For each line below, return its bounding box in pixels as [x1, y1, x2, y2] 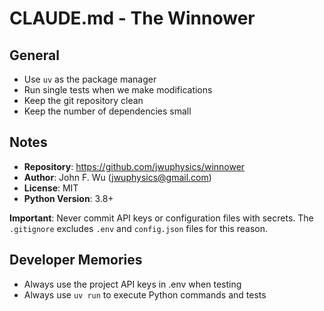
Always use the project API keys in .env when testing [23, 278, 242, 290]
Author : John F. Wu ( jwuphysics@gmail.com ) [23, 171, 212, 183]
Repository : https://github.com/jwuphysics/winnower [23, 160, 246, 172]
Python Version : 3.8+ [23, 192, 114, 204]
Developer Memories [9, 252, 143, 269]
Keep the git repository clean [23, 95, 144, 106]
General [9, 47, 61, 64]
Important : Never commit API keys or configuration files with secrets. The [9, 212, 314, 224]
